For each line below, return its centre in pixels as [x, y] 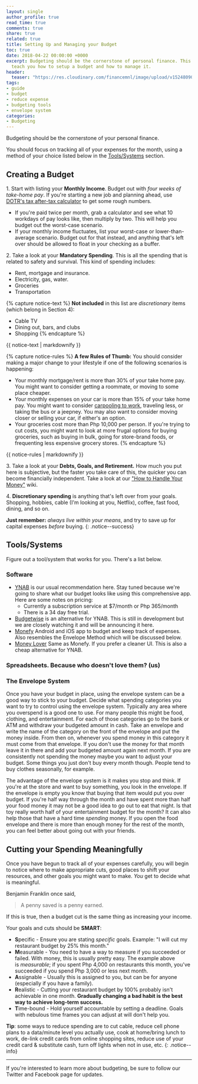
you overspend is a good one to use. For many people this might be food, [95, 713]
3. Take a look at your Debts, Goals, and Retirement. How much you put [94, 466]
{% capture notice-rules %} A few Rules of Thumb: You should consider [94, 356]
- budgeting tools [29, 105]
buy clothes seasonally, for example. [51, 769]
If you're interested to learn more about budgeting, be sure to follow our [93, 1068]
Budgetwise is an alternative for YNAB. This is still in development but [99, 619]
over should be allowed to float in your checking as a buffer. [87, 244]
